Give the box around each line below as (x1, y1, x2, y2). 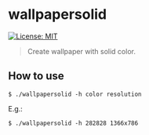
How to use (8, 69, 64, 83)
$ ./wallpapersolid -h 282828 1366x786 (8, 119, 139, 127)
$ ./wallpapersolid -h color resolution (8, 90, 143, 98)
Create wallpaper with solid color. (27, 46, 136, 56)
